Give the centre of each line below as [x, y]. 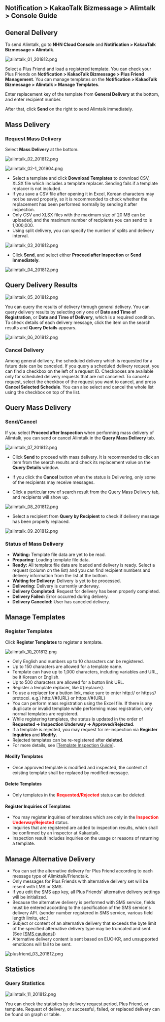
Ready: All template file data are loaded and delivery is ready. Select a [83, 565]
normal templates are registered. [45, 713]
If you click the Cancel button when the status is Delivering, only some [84, 477]
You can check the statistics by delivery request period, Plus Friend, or [77, 1004]
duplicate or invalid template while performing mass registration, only [82, 708]
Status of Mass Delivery [34, 544]
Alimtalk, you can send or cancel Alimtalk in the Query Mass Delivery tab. [80, 438]
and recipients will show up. [40, 497]
